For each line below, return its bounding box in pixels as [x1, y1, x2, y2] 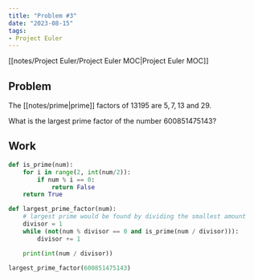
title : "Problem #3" [8, 11, 78, 20]
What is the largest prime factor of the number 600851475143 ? [8, 116, 217, 126]
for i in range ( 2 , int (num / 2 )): [23, 168, 131, 177]
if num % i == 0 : [37, 176, 95, 184]
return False [51, 183, 95, 191]
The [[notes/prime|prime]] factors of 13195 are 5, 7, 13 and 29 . [8, 101, 212, 111]
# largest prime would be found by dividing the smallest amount [23, 213, 247, 221]
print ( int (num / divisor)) [23, 250, 113, 258]
